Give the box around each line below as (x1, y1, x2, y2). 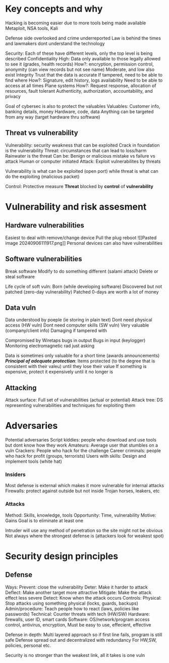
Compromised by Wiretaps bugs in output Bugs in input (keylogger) (5, 338, 146, 344)
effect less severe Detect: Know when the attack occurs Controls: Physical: (5, 595, 161, 601)
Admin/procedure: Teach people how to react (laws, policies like (5, 605, 139, 611)
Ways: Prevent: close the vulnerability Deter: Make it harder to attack (5, 584, 148, 590)
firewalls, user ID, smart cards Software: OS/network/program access (5, 616, 150, 622)
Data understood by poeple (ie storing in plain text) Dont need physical (5, 317, 152, 323)
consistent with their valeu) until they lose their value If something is (5, 363, 147, 370)
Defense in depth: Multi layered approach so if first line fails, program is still (5, 632, 162, 638)
